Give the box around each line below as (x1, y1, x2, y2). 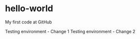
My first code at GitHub (5, 19, 52, 25)
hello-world (5, 3, 54, 14)
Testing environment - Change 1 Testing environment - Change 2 (5, 28, 136, 34)
